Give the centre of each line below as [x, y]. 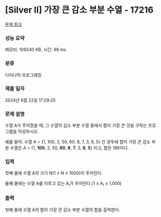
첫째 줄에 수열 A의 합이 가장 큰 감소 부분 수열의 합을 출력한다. [63, 210]
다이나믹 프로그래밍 [23, 75]
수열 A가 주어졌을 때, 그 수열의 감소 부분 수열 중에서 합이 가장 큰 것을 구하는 [76, 125]
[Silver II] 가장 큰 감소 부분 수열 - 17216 [79, 10]
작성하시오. [28, 132]
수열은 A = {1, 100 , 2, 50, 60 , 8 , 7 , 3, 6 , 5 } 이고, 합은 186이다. [70, 148]
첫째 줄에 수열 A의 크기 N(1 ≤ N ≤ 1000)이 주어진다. [54, 173]
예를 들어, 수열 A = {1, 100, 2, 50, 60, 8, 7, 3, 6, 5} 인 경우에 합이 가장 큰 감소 [78, 142]
